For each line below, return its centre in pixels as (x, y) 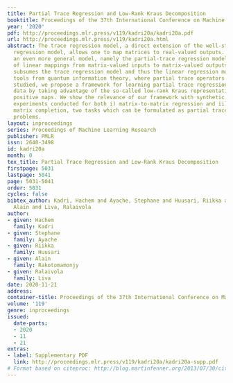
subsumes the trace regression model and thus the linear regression (116, 71)
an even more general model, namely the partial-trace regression (111, 59)
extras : (18, 349)
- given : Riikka (31, 246)
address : (20, 291)
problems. (27, 117)
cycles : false (28, 194)
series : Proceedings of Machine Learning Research (82, 130)
